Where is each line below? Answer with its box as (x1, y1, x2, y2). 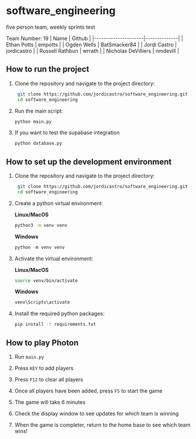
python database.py (14, 141, 63, 147)
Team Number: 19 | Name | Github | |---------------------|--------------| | (6, 35, 183, 42)
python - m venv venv (14, 244, 65, 250)
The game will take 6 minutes (14, 399, 86, 406)
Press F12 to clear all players (14, 376, 84, 383)
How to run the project (6, 64, 90, 74)
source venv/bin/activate (14, 277, 78, 284)
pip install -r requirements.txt (14, 321, 97, 328)
